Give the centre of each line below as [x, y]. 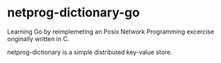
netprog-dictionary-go [74, 13]
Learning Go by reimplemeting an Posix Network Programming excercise [111, 32]
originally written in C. [38, 38]
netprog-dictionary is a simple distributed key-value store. [90, 52]
